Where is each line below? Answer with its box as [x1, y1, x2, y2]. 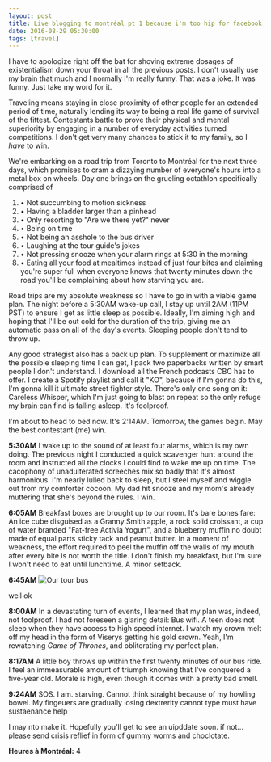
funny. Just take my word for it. [8, 82, 112, 92]
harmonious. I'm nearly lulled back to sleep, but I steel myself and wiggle [8, 475, 252, 485]
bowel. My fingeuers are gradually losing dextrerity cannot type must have [8, 698, 257, 708]
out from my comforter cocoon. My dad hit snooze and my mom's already [8, 484, 255, 494]
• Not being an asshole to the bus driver [19, 232, 155, 242]
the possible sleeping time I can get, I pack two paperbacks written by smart [8, 358, 264, 368]
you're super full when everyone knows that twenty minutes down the [19, 267, 253, 276]
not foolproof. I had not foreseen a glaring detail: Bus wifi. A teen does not [8, 615, 255, 625]
